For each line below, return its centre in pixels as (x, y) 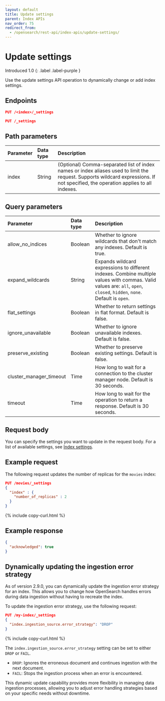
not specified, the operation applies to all (105, 183)
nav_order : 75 (20, 23)
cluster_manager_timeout (37, 377)
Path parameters (31, 136)
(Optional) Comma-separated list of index (106, 164)
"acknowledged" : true (32, 547)
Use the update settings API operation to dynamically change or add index (80, 80)
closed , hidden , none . (119, 292)
